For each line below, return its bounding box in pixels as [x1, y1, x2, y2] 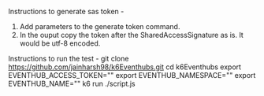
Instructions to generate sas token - [8, 7, 125, 16]
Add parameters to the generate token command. [19, 22, 180, 31]
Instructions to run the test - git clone [8, 54, 129, 63]
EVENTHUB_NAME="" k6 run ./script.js [8, 79, 136, 88]
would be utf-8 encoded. [19, 39, 101, 48]
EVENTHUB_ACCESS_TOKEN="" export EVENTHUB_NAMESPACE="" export [8, 71, 256, 79]
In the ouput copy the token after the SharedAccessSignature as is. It [19, 31, 244, 39]
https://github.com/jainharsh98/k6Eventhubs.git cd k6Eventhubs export [8, 62, 242, 72]
